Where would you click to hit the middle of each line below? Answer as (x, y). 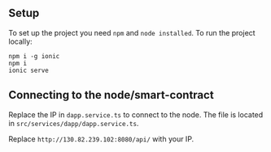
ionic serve (28, 70)
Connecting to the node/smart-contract (111, 95)
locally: (20, 41)
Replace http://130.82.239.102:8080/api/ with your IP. (101, 139)
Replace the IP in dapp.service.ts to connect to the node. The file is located (136, 114)
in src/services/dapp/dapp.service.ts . (74, 123)
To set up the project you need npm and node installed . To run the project (132, 32)
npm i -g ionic (34, 56)
